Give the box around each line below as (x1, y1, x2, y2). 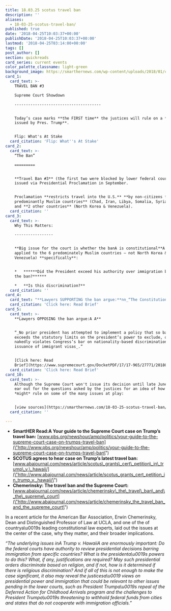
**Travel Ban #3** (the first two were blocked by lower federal (14, 176, 156, 181)
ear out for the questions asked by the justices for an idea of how (14, 386, 165, 391)
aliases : (5, 17, 24, 22)
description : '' (5, 12, 40, 17)
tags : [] (5, 45, 24, 51)
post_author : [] (5, 50, 40, 55)
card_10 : (5, 372, 24, 377)
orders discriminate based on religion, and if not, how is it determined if (5, 561, 156, 568)
